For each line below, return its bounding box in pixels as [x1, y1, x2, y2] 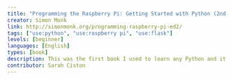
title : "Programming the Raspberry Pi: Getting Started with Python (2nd [7, 10, 227, 17]
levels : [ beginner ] [7, 36, 64, 43]
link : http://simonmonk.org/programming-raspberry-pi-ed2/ [7, 23, 183, 30]
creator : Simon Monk [7, 17, 68, 24]
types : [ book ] [7, 49, 49, 56]
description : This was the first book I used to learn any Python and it [7, 56, 227, 63]
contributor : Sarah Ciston [7, 62, 86, 69]
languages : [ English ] [7, 42, 70, 49]
